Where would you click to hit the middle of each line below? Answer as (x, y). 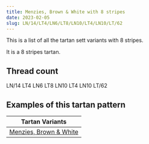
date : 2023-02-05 (28, 18)
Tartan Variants (44, 122)
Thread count (32, 71)
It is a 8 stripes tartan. (33, 52)
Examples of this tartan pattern (66, 104)
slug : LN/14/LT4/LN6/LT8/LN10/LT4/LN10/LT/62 (64, 23)
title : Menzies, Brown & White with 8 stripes (66, 12)
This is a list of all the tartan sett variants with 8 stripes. (75, 41)
